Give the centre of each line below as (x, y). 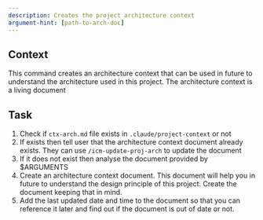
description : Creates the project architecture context (101, 15)
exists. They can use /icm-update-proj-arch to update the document (130, 151)
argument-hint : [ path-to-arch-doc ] (66, 23)
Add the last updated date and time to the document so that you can (130, 200)
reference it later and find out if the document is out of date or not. (127, 209)
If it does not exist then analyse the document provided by (113, 159)
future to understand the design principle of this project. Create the (128, 184)
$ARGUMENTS (44, 167)
